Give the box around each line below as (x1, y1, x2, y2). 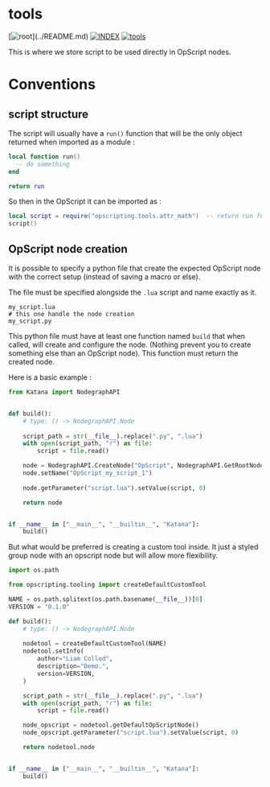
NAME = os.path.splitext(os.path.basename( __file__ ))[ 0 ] (8, 595, 203, 604)
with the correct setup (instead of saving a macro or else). (8, 272, 201, 282)
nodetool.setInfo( (22, 647, 84, 656)
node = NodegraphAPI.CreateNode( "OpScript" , (22, 462, 174, 470)
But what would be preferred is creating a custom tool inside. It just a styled (8, 542, 259, 552)
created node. (8, 357, 55, 366)
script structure (8, 107, 89, 121)
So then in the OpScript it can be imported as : (8, 196, 162, 206)
